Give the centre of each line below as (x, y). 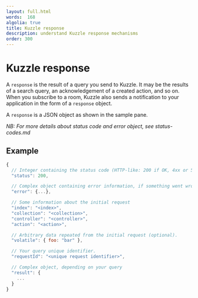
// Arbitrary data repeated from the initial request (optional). (95, 235)
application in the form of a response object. (59, 103)
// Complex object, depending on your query (67, 267)
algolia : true (24, 22)
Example (22, 151)
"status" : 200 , (30, 176)
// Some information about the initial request (71, 202)
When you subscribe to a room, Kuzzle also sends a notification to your (93, 97)
